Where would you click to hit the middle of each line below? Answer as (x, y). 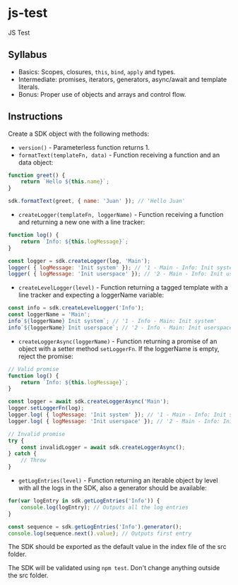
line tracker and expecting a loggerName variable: (91, 295)
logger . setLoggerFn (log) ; (46, 408)
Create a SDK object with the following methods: (79, 134)
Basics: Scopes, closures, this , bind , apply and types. (97, 71)
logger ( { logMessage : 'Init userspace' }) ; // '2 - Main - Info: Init (115, 274)
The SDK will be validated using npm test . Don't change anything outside (114, 568)
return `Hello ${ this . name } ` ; (65, 182)
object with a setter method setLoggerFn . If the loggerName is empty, (119, 348)
